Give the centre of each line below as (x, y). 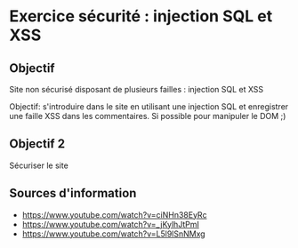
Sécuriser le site (39, 165)
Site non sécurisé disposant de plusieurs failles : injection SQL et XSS (137, 89)
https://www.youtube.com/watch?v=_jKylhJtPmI (111, 224)
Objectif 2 (37, 144)
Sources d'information (73, 193)
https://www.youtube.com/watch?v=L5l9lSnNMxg (114, 234)
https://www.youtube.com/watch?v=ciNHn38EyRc (114, 214)
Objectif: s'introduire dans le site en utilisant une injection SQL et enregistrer (149, 107)
